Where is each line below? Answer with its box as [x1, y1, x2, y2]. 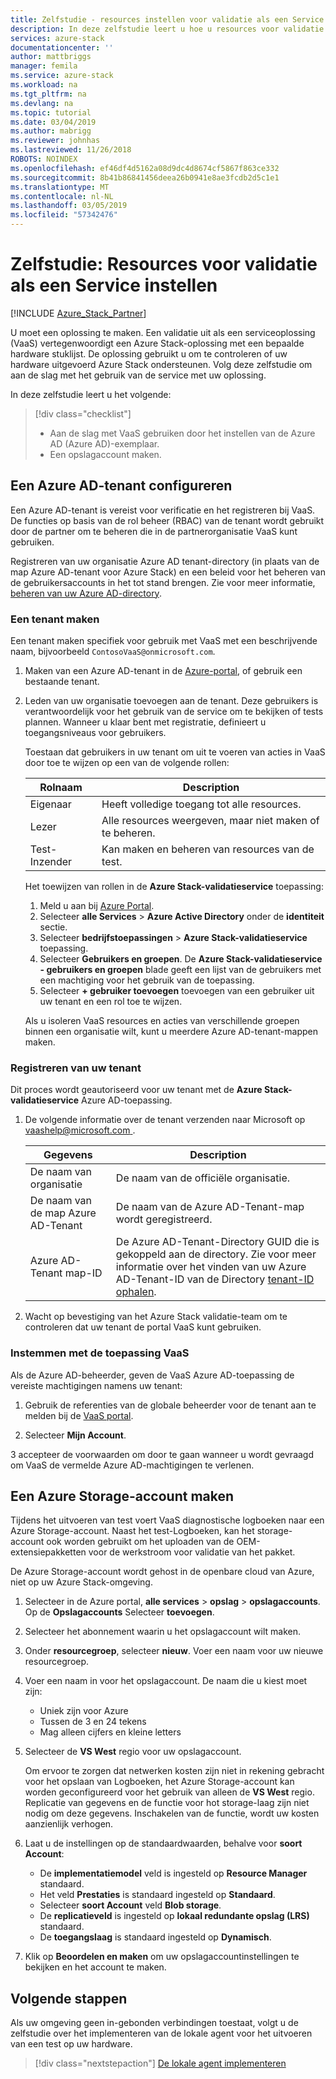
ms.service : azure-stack [10, 71, 114, 81]
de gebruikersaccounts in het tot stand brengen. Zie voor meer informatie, [10, 576, 316, 588]
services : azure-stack [10, 33, 105, 43]
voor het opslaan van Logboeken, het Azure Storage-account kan [24, 1776, 295, 1788]
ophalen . [115, 1285, 157, 1299]
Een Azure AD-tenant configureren [10, 477, 233, 495]
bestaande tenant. [24, 676, 100, 688]
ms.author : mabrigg [10, 126, 92, 136]
